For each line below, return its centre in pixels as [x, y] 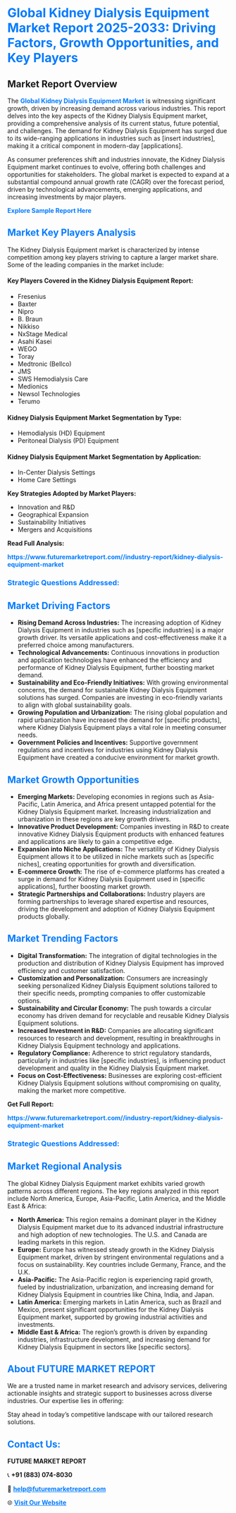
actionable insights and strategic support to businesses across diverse [110, 1393]
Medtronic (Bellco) [44, 364]
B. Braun [30, 319]
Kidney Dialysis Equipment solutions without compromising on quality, [119, 1083]
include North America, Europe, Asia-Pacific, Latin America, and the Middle [117, 1198]
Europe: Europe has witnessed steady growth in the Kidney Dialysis [116, 1249]
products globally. [44, 916]
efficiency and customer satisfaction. [71, 970]
